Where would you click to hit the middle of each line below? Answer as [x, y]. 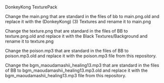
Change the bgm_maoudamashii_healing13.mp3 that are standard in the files [82, 65]
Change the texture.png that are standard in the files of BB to [67, 31]
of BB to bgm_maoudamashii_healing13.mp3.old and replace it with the [76, 70]
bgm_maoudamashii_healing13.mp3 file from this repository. [66, 75]
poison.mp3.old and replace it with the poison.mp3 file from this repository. [81, 56]
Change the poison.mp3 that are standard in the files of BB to [67, 51]
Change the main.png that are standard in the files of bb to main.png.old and [82, 16]
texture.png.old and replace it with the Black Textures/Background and [76, 36]
